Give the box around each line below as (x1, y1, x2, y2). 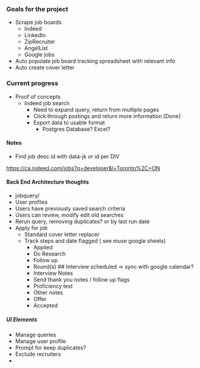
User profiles (15, 198, 48, 206)
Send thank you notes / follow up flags (33, 276, 130, 283)
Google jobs (24, 51, 55, 58)
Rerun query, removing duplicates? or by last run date (15, 218, 150, 225)
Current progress (6, 79, 59, 88)
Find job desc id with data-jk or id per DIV (15, 153, 120, 160)
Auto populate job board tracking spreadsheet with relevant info (15, 57, 176, 65)
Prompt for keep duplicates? (15, 344, 86, 351)
